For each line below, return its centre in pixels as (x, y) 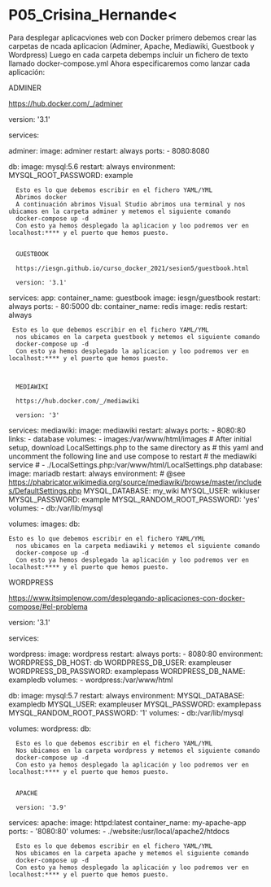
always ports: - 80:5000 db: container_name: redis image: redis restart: (128, 306)
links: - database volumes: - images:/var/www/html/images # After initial (130, 439)
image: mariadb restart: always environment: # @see (97, 473)
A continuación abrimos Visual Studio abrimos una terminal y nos (131, 204)
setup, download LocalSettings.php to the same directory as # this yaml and (136, 447)
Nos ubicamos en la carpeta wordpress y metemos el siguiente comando (138, 750)
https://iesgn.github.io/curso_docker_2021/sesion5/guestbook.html (133, 268)
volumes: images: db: (44, 524)
